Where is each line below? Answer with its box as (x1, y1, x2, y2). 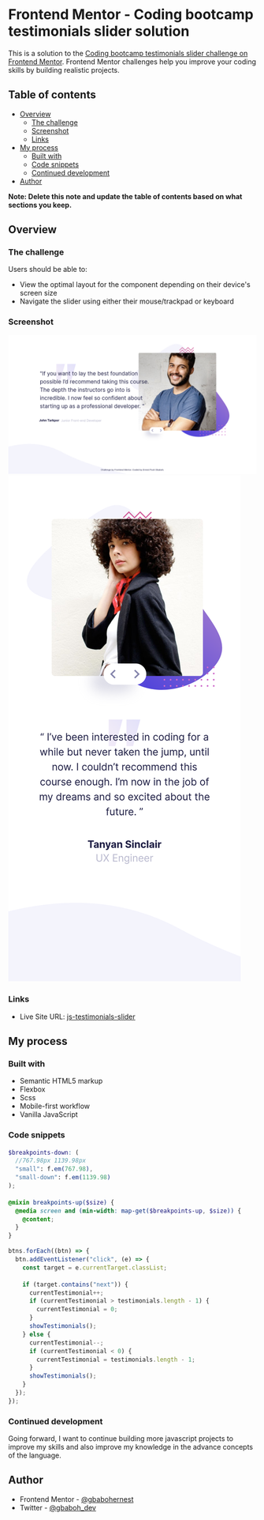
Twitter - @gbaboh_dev (19, 1503, 97, 1512)
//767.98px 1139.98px (15, 1156, 87, 1165)
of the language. (8, 1450, 61, 1460)
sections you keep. (8, 200, 73, 209)
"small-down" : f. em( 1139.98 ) (15, 1174, 111, 1182)
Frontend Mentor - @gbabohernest (19, 1494, 134, 1503)
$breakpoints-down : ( (8, 1148, 80, 1156)
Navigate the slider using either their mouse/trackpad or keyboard (19, 296, 234, 306)
